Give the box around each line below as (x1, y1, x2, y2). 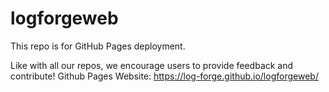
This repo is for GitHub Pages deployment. (10, 40, 186, 52)
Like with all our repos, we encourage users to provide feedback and (10, 59, 294, 71)
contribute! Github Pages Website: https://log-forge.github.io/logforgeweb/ (10, 70, 319, 82)
